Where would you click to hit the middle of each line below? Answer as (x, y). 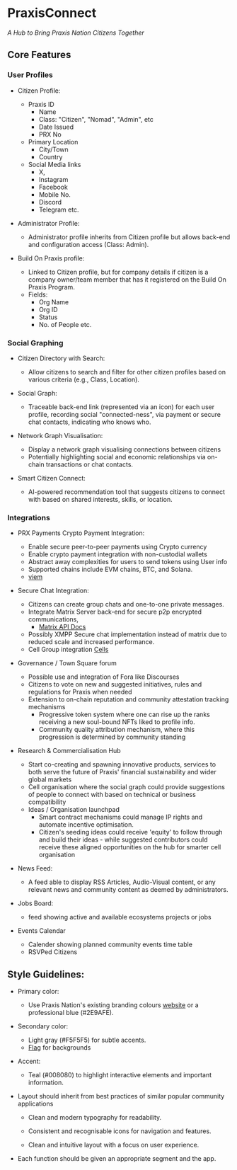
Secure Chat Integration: (53, 591)
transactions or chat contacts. (89, 464)
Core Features (39, 55)
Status (48, 317)
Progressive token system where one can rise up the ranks (124, 715)
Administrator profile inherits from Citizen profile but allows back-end (129, 237)
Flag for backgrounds (59, 1048)
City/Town (53, 149)
